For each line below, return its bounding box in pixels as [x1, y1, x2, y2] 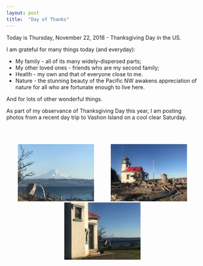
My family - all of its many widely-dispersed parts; [15, 57, 142, 65]
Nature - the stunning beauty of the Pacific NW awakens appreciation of [15, 77, 197, 84]
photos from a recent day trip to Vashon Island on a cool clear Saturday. [6, 113, 187, 121]
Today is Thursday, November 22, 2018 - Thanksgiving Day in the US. [6, 34, 182, 41]
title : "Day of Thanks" [6, 16, 69, 23]
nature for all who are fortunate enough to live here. [15, 83, 145, 91]
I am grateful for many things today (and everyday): [6, 46, 136, 53]
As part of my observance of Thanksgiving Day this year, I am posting [6, 107, 182, 114]
